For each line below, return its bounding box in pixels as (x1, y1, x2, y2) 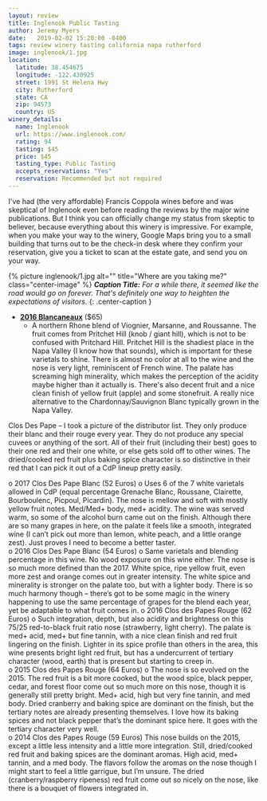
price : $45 (15, 152, 52, 160)
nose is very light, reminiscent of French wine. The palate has (31, 363, 234, 372)
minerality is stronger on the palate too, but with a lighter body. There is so (8, 579, 253, 590)
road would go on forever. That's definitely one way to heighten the (8, 288, 230, 297)
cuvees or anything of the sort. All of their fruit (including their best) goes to (8, 438, 257, 447)
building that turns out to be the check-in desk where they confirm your (8, 238, 243, 248)
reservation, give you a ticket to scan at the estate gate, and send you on (8, 247, 248, 257)
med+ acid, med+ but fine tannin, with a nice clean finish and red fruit (8, 630, 238, 640)
